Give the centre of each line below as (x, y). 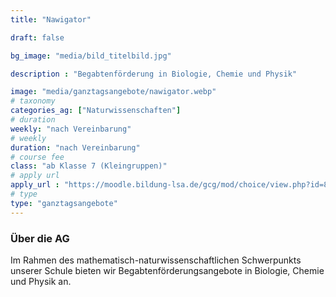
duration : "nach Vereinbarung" (75, 147)
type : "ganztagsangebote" (64, 203)
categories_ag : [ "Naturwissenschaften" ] (96, 111)
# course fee (37, 157)
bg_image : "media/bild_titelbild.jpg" (91, 56)
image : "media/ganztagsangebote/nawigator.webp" (113, 92)
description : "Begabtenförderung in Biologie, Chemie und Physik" (154, 74)
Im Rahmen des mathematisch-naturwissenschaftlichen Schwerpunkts (156, 260)
